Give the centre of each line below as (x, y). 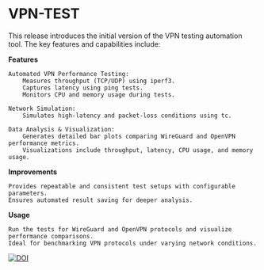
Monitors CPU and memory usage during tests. (99, 95)
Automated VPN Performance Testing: (69, 74)
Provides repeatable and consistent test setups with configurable (122, 186)
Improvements (33, 172)
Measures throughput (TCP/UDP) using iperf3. (99, 81)
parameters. (28, 193)
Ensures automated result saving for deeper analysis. (101, 200)
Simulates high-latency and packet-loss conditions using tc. (127, 116)
